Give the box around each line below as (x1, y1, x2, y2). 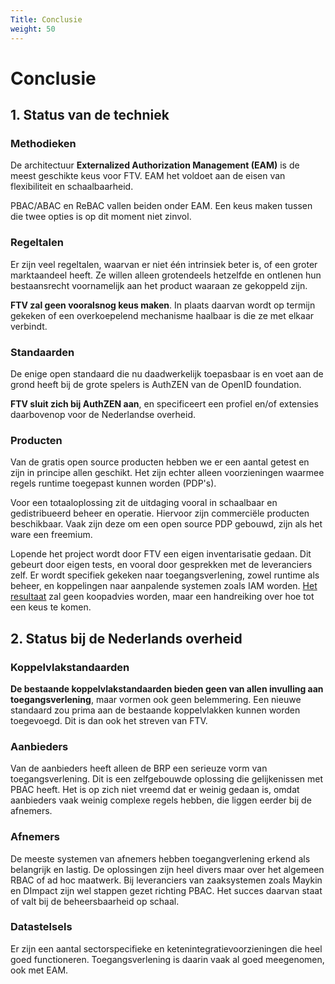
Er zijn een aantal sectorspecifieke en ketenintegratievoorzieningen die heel (10, 942, 323, 955)
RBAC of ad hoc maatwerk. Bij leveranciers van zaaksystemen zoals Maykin (10, 874, 323, 886)
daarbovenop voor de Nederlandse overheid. (10, 408, 196, 420)
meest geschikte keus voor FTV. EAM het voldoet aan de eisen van (10, 170, 286, 182)
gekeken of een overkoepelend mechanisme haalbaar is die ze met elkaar (10, 309, 315, 321)
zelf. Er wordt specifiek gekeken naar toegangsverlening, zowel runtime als (10, 569, 320, 581)
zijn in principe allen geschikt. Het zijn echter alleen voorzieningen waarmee (10, 467, 325, 479)
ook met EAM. (10, 964, 69, 976)
